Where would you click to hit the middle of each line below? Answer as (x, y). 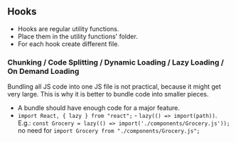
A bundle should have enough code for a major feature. (98, 108)
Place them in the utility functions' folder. (78, 36)
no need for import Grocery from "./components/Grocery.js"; (109, 131)
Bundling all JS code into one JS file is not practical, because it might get (114, 87)
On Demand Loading (43, 71)
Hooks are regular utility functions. (68, 28)
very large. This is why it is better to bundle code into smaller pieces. (108, 94)
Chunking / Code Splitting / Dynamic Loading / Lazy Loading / (116, 62)
